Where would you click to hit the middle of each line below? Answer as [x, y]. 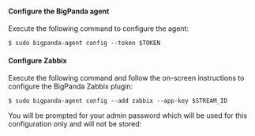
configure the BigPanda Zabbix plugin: [71, 86]
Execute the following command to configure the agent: [99, 28]
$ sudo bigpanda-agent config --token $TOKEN [84, 43]
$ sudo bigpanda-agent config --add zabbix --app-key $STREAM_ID [118, 101]
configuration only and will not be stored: [75, 124]
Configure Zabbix [37, 60]
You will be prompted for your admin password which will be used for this [127, 115]
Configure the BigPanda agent [59, 11]
